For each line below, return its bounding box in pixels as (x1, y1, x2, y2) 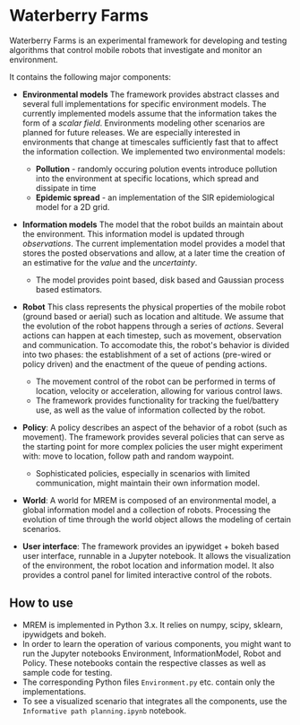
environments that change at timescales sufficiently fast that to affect (21, 136, 279, 147)
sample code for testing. (21, 667, 113, 677)
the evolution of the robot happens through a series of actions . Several (21, 320, 284, 331)
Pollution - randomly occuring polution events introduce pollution (35, 163, 278, 174)
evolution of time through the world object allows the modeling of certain (21, 513, 291, 525)
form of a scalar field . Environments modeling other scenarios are (21, 118, 266, 128)
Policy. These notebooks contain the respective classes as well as (21, 657, 267, 668)
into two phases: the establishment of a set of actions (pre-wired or (21, 349, 271, 360)
